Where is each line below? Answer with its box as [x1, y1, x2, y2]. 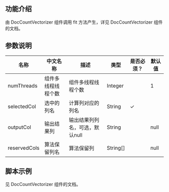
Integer [107, 82, 124, 89]
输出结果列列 [68, 116, 100, 123]
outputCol [8, 124, 31, 131]
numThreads [8, 82, 38, 89]
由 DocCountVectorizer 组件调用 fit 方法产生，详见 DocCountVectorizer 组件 [5, 19, 163, 25]
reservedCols [8, 144, 40, 151]
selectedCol [8, 103, 36, 110]
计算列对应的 [68, 100, 100, 107]
